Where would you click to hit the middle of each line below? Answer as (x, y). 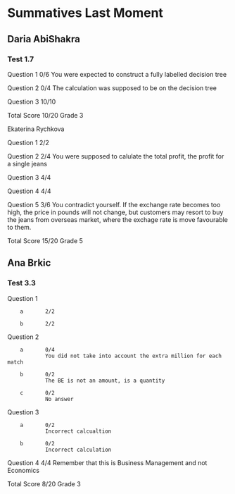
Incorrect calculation (78, 450)
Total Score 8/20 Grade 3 (44, 483)
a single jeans (27, 163)
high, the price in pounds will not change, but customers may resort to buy (115, 212)
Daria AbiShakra (44, 39)
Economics (24, 470)
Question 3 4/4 (29, 177)
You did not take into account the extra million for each (133, 356)
